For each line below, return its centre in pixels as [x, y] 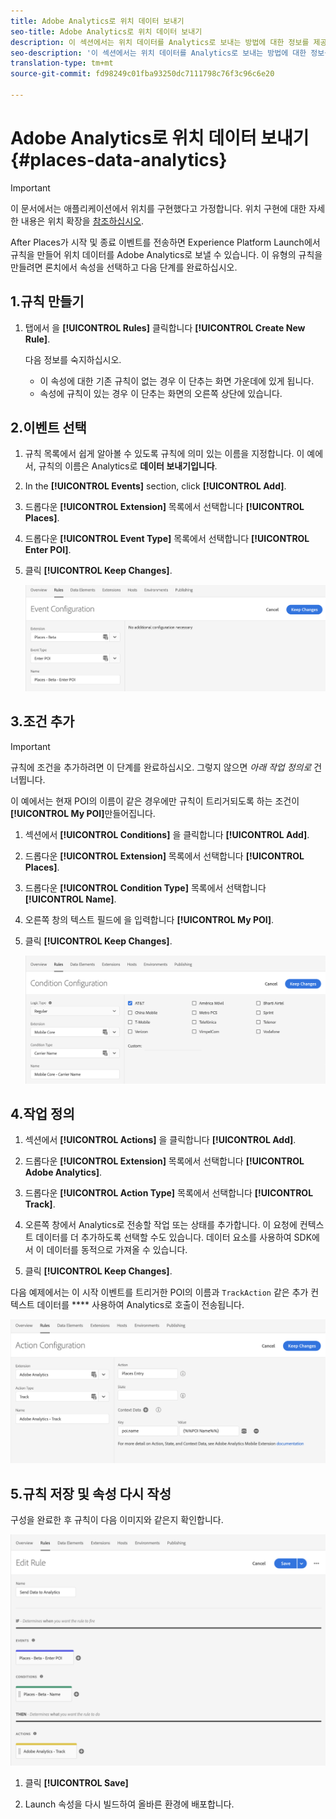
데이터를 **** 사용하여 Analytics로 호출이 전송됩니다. [140, 1305]
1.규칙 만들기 [47, 301]
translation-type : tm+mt [62, 63]
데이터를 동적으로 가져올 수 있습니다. [117, 1250]
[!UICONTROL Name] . [70, 899]
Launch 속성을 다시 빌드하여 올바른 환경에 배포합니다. [129, 1804]
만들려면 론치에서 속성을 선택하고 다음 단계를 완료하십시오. [124, 267]
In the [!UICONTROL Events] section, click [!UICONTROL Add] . [155, 486]
